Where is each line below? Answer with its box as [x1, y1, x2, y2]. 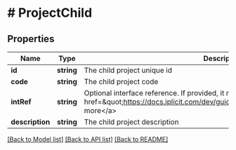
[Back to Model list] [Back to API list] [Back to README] [7, 135, 169, 143]
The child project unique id [84, 65, 173, 75]
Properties [7, 33, 55, 45]
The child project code [84, 77, 159, 86]
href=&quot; [84, 97, 124, 107]
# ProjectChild [7, 5, 93, 21]
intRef [11, 97, 32, 107]
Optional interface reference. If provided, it [84, 88, 225, 97]
